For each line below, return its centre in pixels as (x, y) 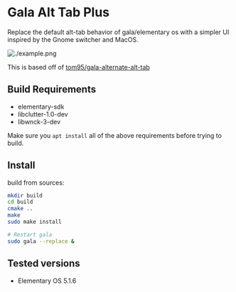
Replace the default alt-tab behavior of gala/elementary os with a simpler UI (118, 32)
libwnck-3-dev (39, 121)
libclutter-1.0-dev (43, 114)
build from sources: (36, 183)
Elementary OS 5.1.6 (47, 281)
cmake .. (20, 209)
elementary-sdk (41, 107)
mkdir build (25, 195)
